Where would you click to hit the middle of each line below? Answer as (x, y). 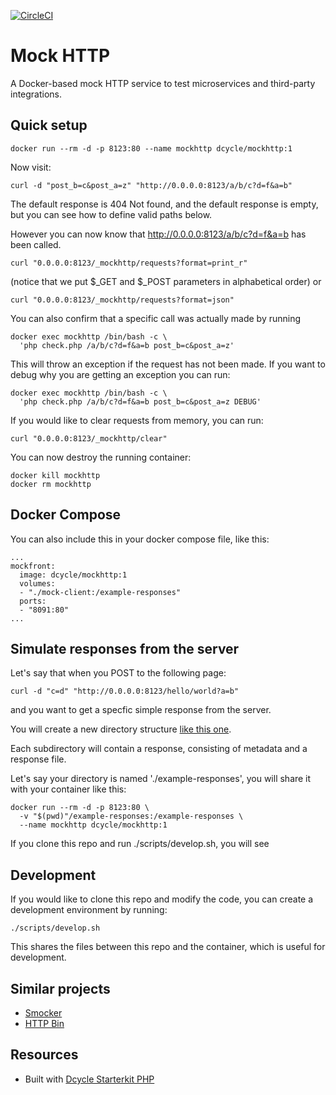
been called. (36, 244)
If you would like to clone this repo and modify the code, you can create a (162, 899)
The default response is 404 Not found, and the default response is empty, (164, 204)
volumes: (37, 583)
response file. (38, 759)
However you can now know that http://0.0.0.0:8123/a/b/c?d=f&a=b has (158, 234)
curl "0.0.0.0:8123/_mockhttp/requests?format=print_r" (129, 263)
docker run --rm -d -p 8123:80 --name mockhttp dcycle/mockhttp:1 (151, 148)
